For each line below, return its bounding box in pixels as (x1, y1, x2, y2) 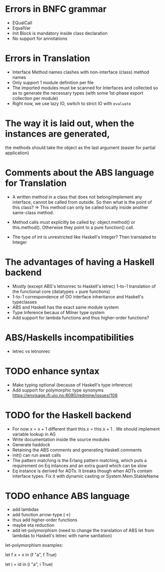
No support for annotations (12, 36, 67, 41)
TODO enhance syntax (5, 365, 99, 377)
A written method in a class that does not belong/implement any (12, 194, 142, 200)
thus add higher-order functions (12, 517, 78, 523)
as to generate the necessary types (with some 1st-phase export (12, 90, 144, 96)
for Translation (5, 178, 67, 188)
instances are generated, (5, 128, 110, 140)
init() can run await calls (12, 452, 61, 458)
